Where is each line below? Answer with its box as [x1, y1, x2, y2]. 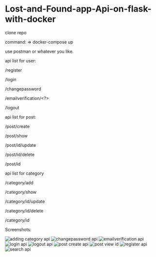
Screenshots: [5, 227, 31, 232]
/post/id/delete [5, 151, 35, 157]
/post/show [5, 133, 28, 138]
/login [5, 76, 17, 82]
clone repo [5, 30, 27, 35]
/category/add [5, 180, 34, 185]
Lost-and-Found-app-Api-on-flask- [5, 3, 152, 15]
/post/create [5, 123, 30, 129]
